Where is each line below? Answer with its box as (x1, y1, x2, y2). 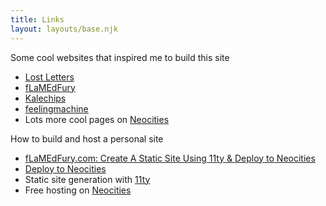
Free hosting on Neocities (24, 184, 132, 196)
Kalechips (24, 92, 67, 104)
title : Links (10, 14, 65, 25)
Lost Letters (24, 71, 75, 83)
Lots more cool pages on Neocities (24, 113, 170, 125)
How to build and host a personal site (10, 132, 164, 145)
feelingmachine (24, 102, 89, 115)
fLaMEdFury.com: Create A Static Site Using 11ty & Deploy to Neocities (24, 152, 316, 164)
